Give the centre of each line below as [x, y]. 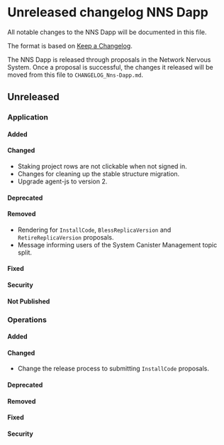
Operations [27, 319]
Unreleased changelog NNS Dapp [108, 12]
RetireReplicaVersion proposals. [66, 237]
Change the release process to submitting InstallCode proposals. [113, 369]
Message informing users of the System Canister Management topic [117, 245]
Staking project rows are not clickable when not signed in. [102, 166]
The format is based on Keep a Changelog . [70, 45]
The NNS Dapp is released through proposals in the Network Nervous [109, 59]
